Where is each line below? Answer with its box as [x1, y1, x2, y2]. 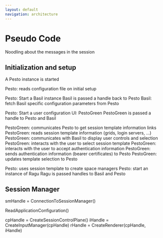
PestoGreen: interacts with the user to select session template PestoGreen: [5, 140, 157, 146]
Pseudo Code [5, 33, 61, 44]
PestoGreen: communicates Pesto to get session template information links [5, 125, 157, 131]
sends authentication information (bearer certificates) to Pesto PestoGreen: [5, 151, 157, 157]
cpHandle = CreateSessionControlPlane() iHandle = [5, 217, 109, 223]
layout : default [5, 7, 38, 12]
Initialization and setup [5, 63, 76, 72]
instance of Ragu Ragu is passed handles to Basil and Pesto [5, 171, 126, 177]
